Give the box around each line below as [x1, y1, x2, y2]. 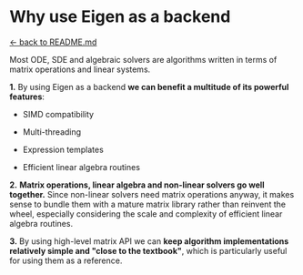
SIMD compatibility [22, 108, 94, 119]
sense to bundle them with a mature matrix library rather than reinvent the [9, 199, 287, 209]
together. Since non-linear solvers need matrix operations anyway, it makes [9, 188, 295, 199]
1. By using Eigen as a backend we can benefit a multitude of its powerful [9, 81, 289, 92]
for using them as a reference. [9, 255, 123, 266]
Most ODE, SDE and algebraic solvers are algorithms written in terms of [9, 54, 278, 65]
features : [9, 91, 45, 102]
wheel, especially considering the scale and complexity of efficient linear [9, 208, 283, 219]
